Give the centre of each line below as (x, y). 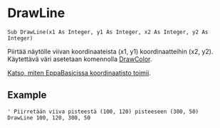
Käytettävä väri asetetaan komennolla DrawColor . (80, 59)
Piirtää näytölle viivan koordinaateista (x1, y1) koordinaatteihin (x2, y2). (110, 51)
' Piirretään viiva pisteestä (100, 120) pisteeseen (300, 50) (103, 112)
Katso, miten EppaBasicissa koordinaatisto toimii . (79, 73)
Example (27, 95)
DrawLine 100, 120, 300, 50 (49, 118)
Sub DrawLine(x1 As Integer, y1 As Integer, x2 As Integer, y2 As (108, 32)
